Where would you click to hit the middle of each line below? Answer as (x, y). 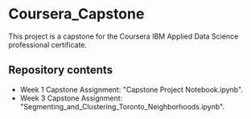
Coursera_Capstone (76, 14)
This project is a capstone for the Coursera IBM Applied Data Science (123, 36)
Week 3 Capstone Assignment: (71, 98)
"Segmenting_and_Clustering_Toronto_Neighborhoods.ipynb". (122, 106)
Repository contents (61, 70)
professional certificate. (47, 44)
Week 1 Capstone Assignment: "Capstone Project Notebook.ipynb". (132, 89)
